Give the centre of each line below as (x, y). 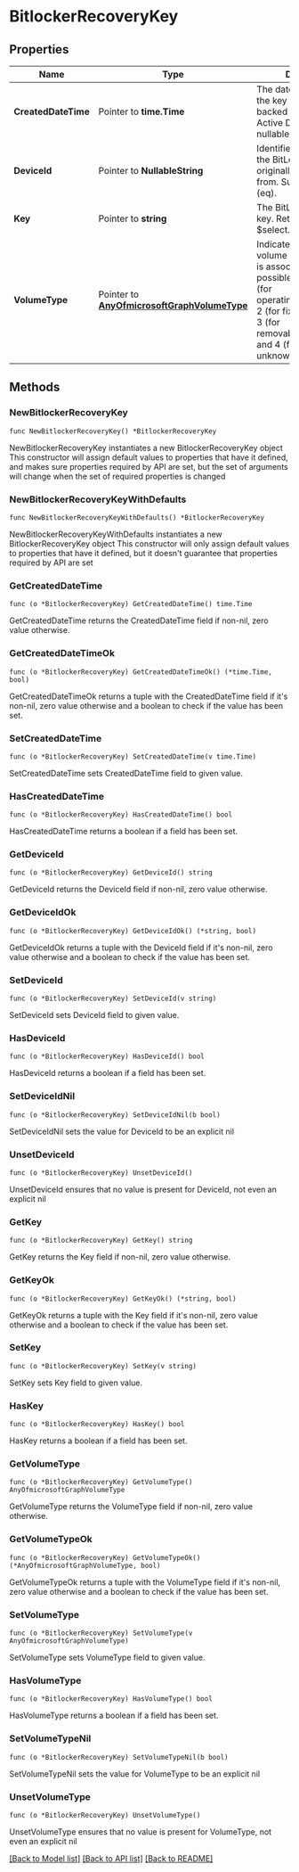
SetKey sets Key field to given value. (76, 1383)
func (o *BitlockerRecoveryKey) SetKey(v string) (103, 1366)
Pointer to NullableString (151, 171)
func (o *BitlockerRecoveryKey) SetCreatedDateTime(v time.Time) (133, 756)
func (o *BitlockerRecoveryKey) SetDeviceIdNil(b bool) (115, 1115)
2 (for (268, 311)
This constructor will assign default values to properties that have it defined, (149, 457)
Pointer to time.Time (141, 111)
